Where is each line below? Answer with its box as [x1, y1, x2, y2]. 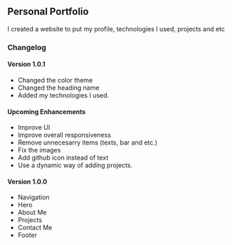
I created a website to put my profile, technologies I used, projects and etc [7, 24, 226, 33]
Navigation [17, 193, 50, 202]
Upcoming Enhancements [7, 107, 86, 116]
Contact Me [17, 224, 53, 232]
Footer [17, 231, 38, 239]
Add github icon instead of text [17, 153, 109, 162]
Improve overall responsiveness [17, 131, 112, 140]
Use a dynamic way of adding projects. [17, 161, 133, 170]
